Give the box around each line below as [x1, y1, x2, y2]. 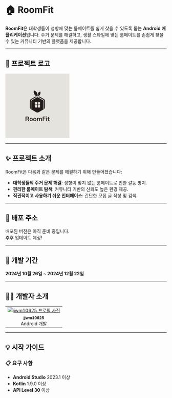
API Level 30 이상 [12, 387, 50, 393]
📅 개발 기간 [5, 256, 38, 264]
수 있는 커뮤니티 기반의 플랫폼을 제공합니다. [5, 38, 92, 44]
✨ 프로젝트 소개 [5, 154, 52, 163]
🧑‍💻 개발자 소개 [5, 292, 49, 300]
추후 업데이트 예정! [5, 235, 42, 241]
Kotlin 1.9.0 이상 [12, 381, 47, 387]
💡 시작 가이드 [5, 343, 45, 352]
